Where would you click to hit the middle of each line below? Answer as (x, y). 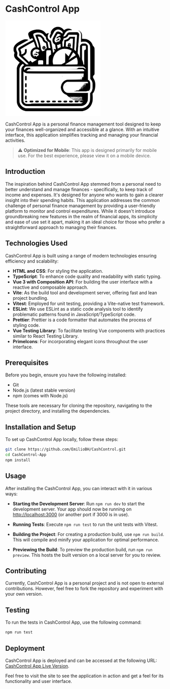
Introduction (25, 172)
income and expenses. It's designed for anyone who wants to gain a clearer (84, 195)
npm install (18, 460)
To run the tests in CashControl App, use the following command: (74, 622)
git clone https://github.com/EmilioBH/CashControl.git (65, 449)
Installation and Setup (41, 427)
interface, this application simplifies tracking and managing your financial (82, 135)
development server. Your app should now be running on (72, 509)
